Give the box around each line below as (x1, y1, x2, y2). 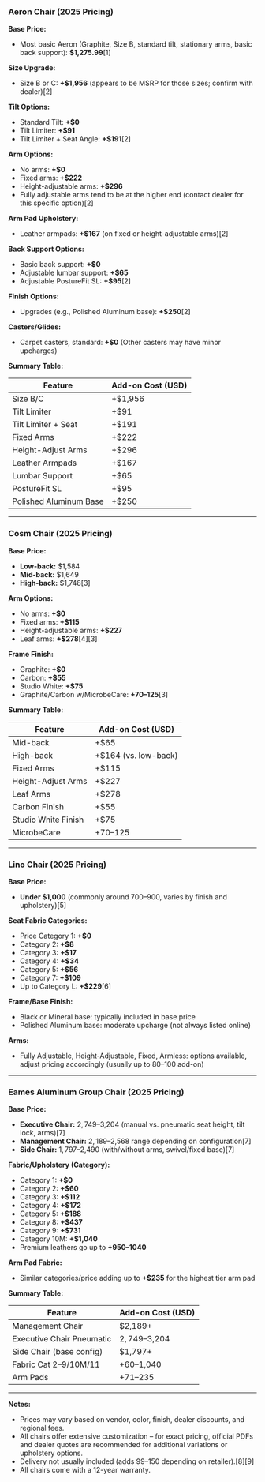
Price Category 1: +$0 (19, 931, 92, 940)
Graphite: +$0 (19, 664, 66, 673)
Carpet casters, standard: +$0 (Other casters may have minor (19, 338, 222, 347)
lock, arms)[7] (19, 1128, 65, 1138)
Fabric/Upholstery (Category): (8, 1160, 110, 1170)
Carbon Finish (12, 801, 65, 812)
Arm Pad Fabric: (8, 1258, 62, 1267)
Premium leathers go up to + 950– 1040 (19, 1243, 147, 1252)
